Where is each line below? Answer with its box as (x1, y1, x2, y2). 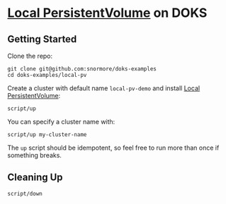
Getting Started (7, 33, 77, 45)
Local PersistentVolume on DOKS (7, 5, 208, 21)
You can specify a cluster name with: (7, 118, 115, 126)
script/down (7, 190, 43, 197)
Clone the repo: (7, 52, 53, 60)
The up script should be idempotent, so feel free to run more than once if (7, 143, 220, 152)
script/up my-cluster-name (7, 131, 87, 138)
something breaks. (7, 151, 62, 160)
